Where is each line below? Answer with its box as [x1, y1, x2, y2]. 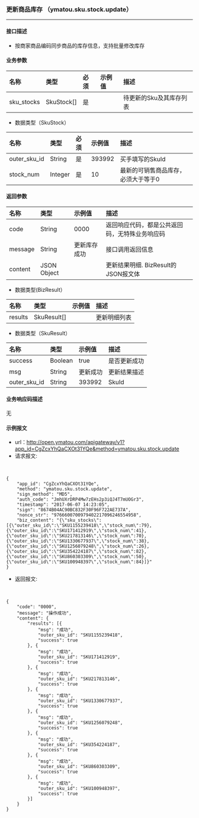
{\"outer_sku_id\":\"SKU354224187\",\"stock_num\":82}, [6, 549, 147, 555]
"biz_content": [17, 517, 54, 524]
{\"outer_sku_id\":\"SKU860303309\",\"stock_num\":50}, [6, 554, 147, 560]
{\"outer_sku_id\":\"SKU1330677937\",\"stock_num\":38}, [6, 538, 150, 545]
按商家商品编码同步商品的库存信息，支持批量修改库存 [14, 42, 145, 49]
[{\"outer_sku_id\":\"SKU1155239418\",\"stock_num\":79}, [6, 523, 152, 528]
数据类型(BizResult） [14, 286, 66, 293]
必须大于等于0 [120, 175, 160, 183]
